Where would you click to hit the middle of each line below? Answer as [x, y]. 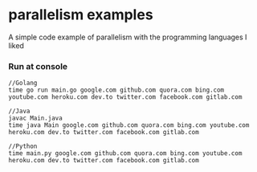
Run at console [38, 66]
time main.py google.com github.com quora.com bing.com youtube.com [125, 154]
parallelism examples [81, 15]
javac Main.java [35, 118]
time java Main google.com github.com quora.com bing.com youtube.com [129, 125]
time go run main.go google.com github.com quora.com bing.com [116, 90]
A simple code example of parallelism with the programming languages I [128, 37]
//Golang [23, 83]
